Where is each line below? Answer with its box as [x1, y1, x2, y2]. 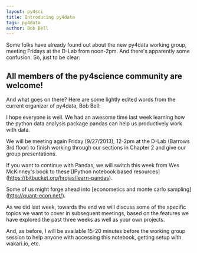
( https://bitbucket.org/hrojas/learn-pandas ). [6, 174, 113, 181]
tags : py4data [6, 20, 41, 25]
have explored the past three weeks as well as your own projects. [6, 216, 165, 223]
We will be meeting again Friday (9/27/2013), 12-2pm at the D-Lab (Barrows [6, 138, 190, 145]
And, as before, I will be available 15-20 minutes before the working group [6, 228, 186, 235]
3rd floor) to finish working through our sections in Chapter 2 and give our [6, 144, 186, 151]
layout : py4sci [6, 8, 44, 15]
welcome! [6, 80, 43, 90]
